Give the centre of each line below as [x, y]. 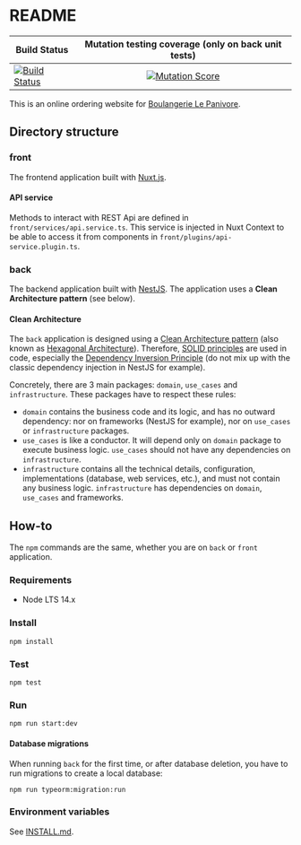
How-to [31, 526]
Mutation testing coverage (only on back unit [183, 44]
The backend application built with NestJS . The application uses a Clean [143, 289]
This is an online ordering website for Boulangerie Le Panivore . [125, 103]
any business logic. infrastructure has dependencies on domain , [142, 488]
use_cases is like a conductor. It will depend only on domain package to [152, 440]
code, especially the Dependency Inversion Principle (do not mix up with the [150, 358]
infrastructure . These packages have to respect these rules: [123, 395]
